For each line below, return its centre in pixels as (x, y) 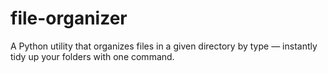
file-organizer (69, 18)
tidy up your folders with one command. (92, 56)
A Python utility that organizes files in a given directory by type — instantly (164, 46)
